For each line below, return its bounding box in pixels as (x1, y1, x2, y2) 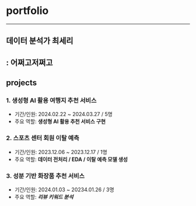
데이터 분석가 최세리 (6, 36, 73, 46)
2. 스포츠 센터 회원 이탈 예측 (6, 134, 80, 142)
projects (6, 78, 37, 88)
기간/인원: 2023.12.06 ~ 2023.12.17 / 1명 (14, 148, 108, 155)
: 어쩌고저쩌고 (6, 57, 53, 68)
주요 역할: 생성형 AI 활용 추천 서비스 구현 (14, 118, 106, 125)
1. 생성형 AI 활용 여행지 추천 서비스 (6, 96, 97, 104)
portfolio (6, 4, 49, 18)
